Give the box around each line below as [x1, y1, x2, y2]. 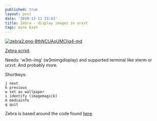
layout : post [5, 12, 32, 16]
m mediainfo [5, 98, 29, 103]
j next [5, 81, 18, 86]
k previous [5, 85, 27, 90]
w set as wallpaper [5, 90, 45, 94]
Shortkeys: [5, 72, 27, 77]
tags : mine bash [5, 25, 38, 30]
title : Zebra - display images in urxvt [5, 20, 88, 26]
